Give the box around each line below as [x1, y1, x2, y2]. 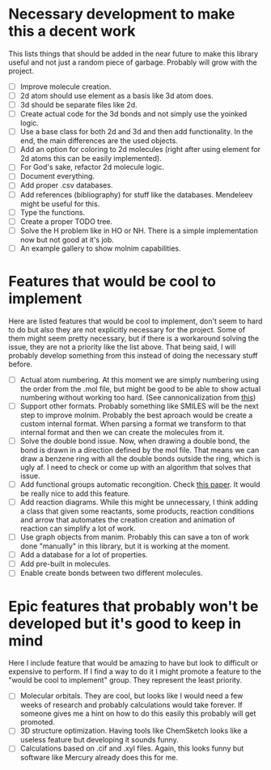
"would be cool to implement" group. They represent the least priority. [8, 675, 243, 685]
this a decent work [8, 22, 136, 40]
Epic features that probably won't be [8, 597, 259, 616]
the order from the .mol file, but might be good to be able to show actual [19, 383, 261, 393]
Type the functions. [19, 207, 86, 217]
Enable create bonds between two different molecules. [19, 568, 203, 578]
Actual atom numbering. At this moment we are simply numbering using [19, 374, 260, 384]
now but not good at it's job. [19, 235, 115, 244]
